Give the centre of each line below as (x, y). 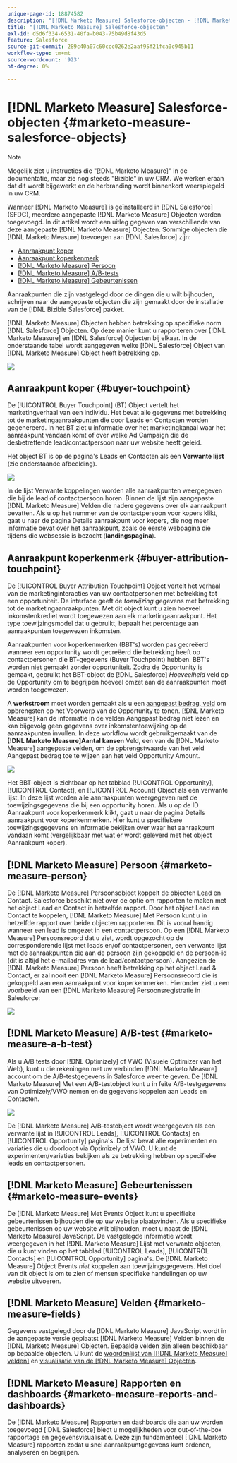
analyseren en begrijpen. (43, 1452)
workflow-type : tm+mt (39, 54)
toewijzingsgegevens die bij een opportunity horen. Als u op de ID (103, 805)
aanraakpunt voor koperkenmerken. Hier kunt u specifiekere (95, 820)
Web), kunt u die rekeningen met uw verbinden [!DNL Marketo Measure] (112, 1068)
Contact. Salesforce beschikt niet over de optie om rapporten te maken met (117, 900)
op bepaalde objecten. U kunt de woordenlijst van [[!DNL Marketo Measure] (117, 1354)
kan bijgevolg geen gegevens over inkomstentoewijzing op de (97, 726)
